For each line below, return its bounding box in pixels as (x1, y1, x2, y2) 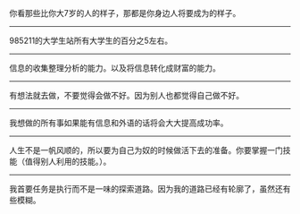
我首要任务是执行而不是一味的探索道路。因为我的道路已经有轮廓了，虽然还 (9, 184, 283, 194)
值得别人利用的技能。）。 (24, 156, 112, 167)
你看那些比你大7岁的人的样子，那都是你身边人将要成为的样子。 (9, 8, 241, 18)
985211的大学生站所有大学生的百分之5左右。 (9, 35, 172, 46)
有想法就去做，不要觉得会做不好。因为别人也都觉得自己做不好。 (9, 90, 244, 100)
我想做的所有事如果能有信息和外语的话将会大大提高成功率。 (9, 117, 229, 128)
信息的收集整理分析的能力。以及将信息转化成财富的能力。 (9, 63, 221, 73)
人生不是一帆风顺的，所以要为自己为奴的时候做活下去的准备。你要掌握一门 (9, 145, 283, 155)
